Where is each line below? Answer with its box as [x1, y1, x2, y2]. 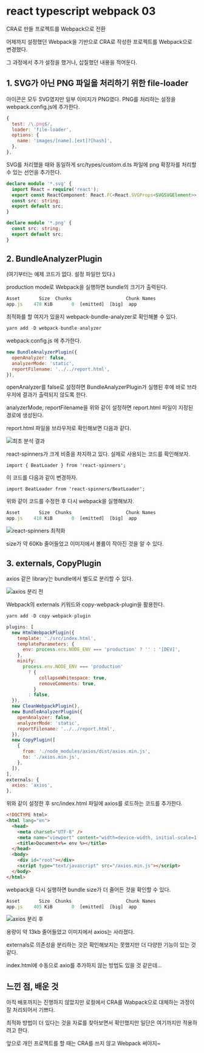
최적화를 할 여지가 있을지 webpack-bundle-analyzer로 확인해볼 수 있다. [6, 313, 178, 321]
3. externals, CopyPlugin [6, 558, 102, 568]
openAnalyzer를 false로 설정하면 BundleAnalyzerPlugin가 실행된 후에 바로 [6, 383, 186, 391]
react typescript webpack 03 [6, 4, 156, 18]
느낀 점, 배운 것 [6, 981, 59, 992]
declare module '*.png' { [6, 220, 72, 226]
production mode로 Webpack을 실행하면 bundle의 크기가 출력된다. [6, 283, 168, 291]
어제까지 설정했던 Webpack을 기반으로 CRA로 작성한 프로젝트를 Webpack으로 [6, 38, 192, 45]
